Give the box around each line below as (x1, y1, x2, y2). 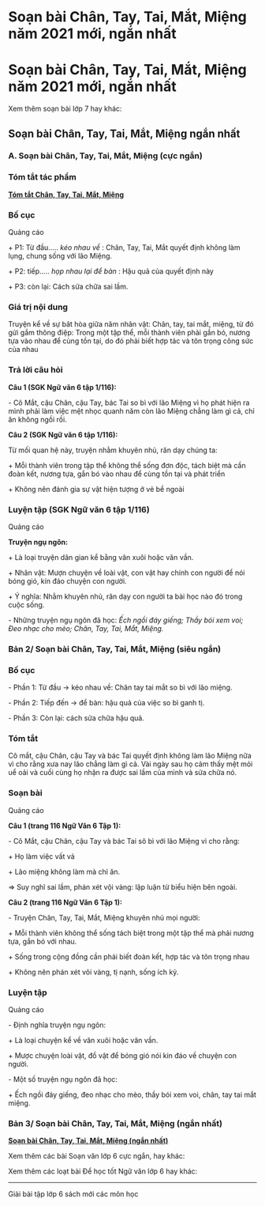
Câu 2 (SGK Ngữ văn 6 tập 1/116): (8, 429, 118, 439)
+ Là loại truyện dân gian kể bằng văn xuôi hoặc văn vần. (8, 552, 194, 561)
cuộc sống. (8, 599, 45, 609)
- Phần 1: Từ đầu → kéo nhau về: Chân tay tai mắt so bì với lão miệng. (8, 682, 233, 692)
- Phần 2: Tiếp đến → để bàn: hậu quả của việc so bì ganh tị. (8, 698, 205, 708)
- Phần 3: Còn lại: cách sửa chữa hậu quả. (8, 713, 144, 723)
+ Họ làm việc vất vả (8, 851, 75, 861)
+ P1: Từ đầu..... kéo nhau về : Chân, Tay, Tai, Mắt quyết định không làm (8, 243, 241, 252)
